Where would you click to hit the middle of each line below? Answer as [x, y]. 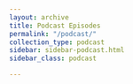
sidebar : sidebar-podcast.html [67, 50]
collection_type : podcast [57, 42]
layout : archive [39, 17]
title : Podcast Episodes [55, 26]
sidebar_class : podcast [53, 58]
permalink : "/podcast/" [53, 34]
